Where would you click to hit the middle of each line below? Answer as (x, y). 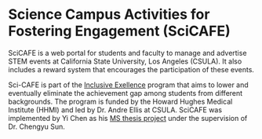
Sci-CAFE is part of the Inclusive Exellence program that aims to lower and (128, 85)
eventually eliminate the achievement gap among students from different (126, 93)
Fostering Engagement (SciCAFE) (120, 31)
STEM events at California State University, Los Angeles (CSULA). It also (125, 61)
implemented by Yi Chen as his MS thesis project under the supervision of (128, 118)
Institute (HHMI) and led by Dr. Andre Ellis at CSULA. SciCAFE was (115, 110)
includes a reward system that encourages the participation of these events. (131, 69)
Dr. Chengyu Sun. (36, 126)
